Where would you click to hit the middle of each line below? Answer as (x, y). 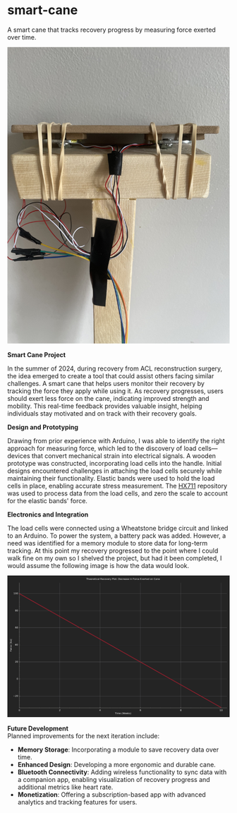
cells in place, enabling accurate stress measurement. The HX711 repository (117, 486)
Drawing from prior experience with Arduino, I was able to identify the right (116, 440)
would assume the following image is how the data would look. (98, 565)
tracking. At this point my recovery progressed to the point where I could (113, 550)
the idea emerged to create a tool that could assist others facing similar (111, 375)
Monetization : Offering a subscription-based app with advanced (111, 795)
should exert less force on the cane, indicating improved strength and (108, 398)
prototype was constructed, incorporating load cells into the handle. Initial (115, 463)
